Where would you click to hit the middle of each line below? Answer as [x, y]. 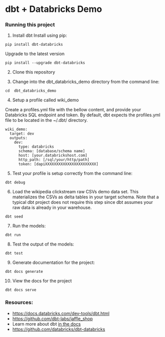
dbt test [14, 253]
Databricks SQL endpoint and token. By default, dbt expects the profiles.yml [83, 115]
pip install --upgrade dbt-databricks [45, 63]
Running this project [30, 25]
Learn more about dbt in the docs [46, 324]
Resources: [19, 303]
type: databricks [36, 147]
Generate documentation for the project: [54, 262]
